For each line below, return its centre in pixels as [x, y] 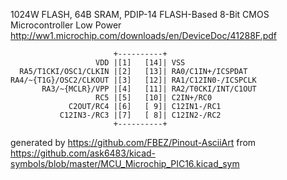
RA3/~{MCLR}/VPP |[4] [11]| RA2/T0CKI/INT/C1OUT [149, 89]
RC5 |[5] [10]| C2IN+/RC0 [154, 98]
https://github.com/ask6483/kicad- [83, 153]
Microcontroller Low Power [66, 25]
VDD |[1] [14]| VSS [140, 63]
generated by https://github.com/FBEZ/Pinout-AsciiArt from [133, 142]
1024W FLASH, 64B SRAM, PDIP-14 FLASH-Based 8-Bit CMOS [140, 14]
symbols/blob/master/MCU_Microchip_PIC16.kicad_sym [125, 163]
